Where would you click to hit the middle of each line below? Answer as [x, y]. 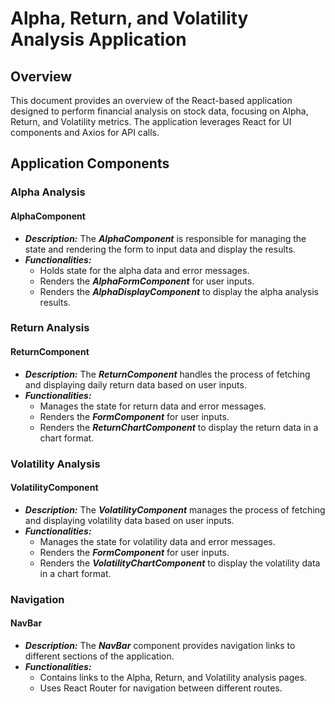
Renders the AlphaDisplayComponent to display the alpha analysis [179, 291]
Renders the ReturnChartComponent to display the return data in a [179, 427]
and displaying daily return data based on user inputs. [135, 384]
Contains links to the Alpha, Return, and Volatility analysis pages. [173, 677]
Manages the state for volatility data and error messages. [157, 541]
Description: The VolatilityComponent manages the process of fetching [175, 509]
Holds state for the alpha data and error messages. [144, 270]
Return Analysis [50, 328]
